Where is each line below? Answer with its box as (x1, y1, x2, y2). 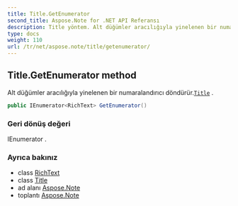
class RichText (17, 168, 60, 177)
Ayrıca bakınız (7, 152, 58, 162)
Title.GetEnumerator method (7, 69, 137, 81)
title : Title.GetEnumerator (7, 10, 91, 18)
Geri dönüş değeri (7, 118, 71, 128)
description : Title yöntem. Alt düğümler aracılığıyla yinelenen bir (7, 23, 217, 30)
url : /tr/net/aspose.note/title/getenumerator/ (7, 43, 151, 50)
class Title (17, 176, 48, 185)
